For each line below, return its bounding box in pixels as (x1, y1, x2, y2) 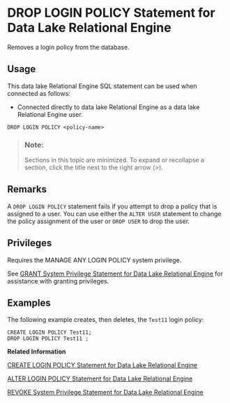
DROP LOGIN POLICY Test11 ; (7, 335, 89, 342)
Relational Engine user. (17, 110, 84, 118)
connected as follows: (7, 89, 71, 97)
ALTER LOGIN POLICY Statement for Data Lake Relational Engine (7, 374, 193, 383)
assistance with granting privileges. (7, 276, 109, 285)
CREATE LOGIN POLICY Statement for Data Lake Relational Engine (7, 361, 197, 369)
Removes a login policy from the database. (7, 43, 130, 51)
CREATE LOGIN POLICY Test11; (7, 329, 92, 337)
